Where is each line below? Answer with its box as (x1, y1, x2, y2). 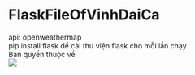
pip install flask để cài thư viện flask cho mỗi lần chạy (8, 40, 187, 50)
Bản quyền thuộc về (8, 49, 76, 59)
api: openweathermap (8, 32, 82, 42)
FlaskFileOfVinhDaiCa (8, 6, 160, 24)
